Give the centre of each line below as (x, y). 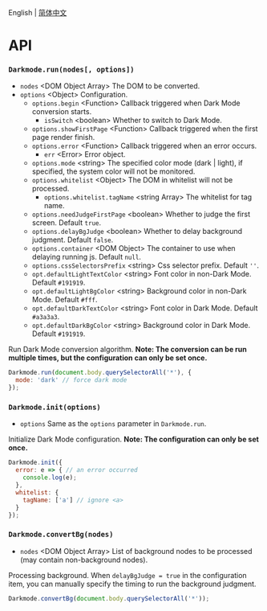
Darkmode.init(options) (55, 408)
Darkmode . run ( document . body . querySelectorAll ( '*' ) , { (100, 373)
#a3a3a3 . (46, 317)
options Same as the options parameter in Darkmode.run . (113, 424)
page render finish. (63, 137)
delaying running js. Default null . (87, 257)
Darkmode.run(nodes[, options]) (71, 70)
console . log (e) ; (50, 478)
